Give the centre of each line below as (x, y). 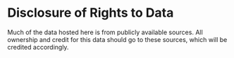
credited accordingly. (38, 47)
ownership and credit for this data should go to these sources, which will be (117, 39)
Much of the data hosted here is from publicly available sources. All (105, 32)
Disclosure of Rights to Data (91, 13)
